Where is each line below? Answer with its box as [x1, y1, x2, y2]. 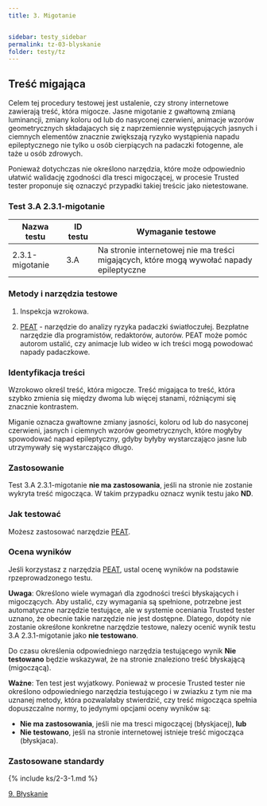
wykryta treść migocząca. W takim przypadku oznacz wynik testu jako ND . [8, 489, 253, 499]
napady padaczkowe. [19, 347, 91, 357]
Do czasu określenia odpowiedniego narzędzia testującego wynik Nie [8, 646, 237, 655]
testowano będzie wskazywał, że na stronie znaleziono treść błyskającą [8, 654, 246, 664]
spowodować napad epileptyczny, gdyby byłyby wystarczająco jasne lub [8, 434, 247, 443]
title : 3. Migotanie [8, 11, 77, 20]
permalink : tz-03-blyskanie [8, 40, 102, 48]
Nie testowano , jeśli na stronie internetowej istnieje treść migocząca [19, 727, 244, 737]
